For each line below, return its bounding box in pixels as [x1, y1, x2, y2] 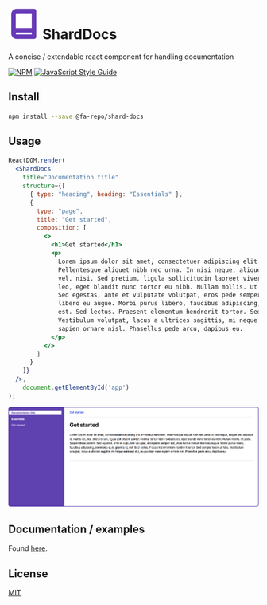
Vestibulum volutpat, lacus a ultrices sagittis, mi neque [58, 316, 258, 324]
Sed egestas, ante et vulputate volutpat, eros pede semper [58, 291, 261, 299]
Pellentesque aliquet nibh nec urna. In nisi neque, [58, 265, 237, 274]
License [8, 567, 48, 580]
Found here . [8, 544, 48, 553]
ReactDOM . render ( [8, 156, 66, 165]
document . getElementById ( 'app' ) [22, 383, 130, 392]
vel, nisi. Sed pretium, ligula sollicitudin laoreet [58, 274, 240, 282]
